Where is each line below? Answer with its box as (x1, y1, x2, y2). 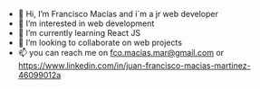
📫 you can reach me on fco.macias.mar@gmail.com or (17, 48, 225, 58)
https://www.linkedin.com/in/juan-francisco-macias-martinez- (17, 60, 251, 71)
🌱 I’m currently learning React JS (17, 28, 141, 38)
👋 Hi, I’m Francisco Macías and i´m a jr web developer (17, 9, 219, 19)
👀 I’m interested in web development (17, 18, 155, 29)
